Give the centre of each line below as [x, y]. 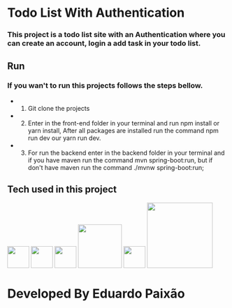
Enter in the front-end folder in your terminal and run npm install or [124, 123]
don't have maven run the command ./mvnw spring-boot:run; [116, 167]
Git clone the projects [59, 108]
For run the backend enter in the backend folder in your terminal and [126, 153]
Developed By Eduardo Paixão [96, 293]
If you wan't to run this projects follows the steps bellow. [105, 86]
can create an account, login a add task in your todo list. [104, 43]
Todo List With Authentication [96, 13]
